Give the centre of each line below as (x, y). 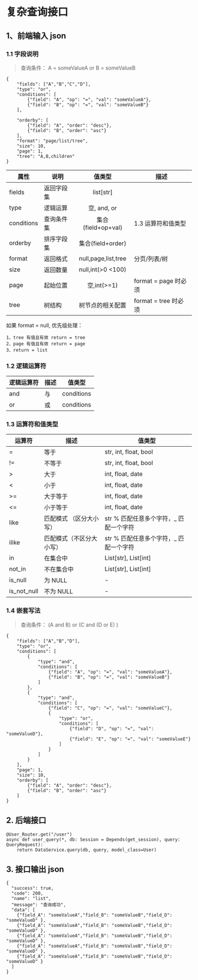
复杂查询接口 (37, 12)
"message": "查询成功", (39, 905)
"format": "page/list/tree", (52, 141)
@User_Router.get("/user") (39, 834)
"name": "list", (31, 899)
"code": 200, (27, 893)
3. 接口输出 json (35, 869)
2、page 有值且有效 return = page (46, 344)
